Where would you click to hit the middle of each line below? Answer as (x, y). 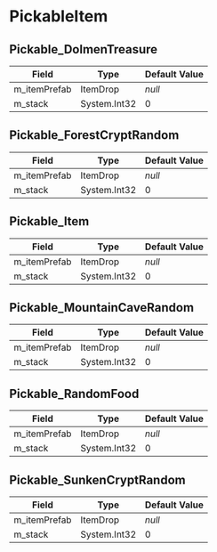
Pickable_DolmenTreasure (84, 49)
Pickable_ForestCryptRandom (94, 135)
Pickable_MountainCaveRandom (101, 308)
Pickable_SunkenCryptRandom (97, 479)
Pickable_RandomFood (74, 394)
